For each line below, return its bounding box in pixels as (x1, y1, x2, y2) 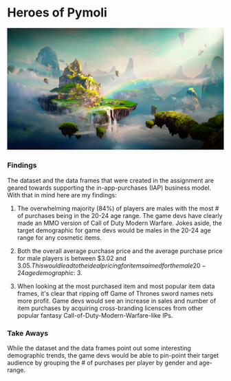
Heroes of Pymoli (7, 5, 108, 21)
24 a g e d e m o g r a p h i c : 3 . (16, 268, 82, 276)
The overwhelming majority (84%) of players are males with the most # (16, 204, 219, 213)
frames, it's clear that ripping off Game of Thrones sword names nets (16, 289, 214, 297)
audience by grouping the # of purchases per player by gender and (7, 359, 198, 367)
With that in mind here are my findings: (7, 190, 117, 199)
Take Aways (7, 328, 49, 338)
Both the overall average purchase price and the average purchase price (16, 246, 223, 255)
